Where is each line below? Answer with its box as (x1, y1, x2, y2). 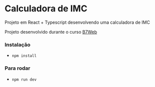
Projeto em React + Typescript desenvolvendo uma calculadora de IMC (4, 19, 151, 25)
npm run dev (11, 77, 37, 82)
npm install (11, 53, 37, 58)
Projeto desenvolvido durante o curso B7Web (4, 29, 97, 35)
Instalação (4, 41, 31, 48)
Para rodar (4, 65, 31, 72)
